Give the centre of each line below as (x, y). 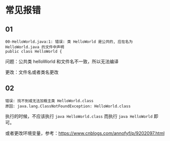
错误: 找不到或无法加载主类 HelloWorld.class (49, 101)
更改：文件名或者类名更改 (32, 72)
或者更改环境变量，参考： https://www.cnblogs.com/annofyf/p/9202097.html (85, 133)
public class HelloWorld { (34, 51)
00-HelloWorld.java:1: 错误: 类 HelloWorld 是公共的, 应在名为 (69, 42)
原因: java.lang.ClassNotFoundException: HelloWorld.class (68, 106)
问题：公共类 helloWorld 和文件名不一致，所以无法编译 (62, 61)
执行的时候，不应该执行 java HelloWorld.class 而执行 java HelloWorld (79, 116)
